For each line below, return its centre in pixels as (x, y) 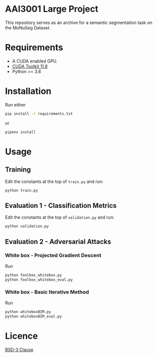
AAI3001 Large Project (52, 9)
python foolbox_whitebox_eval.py (39, 280)
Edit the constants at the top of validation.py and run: (60, 217)
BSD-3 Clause (19, 349)
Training (18, 170)
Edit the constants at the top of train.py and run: (54, 181)
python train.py (21, 190)
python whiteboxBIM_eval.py (34, 316)
